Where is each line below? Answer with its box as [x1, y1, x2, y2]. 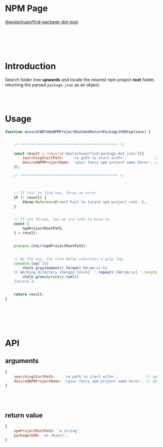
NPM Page [5, 3, 48, 14]
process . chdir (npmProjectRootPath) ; [14, 243, 88, 248]
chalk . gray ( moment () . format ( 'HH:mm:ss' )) [22, 265, 108, 270]
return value [5, 411, 43, 419]
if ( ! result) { [14, 195, 47, 200]
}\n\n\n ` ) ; [14, 279, 36, 284]
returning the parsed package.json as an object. [5, 82, 100, 88]
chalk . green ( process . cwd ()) [22, 275, 79, 279]
